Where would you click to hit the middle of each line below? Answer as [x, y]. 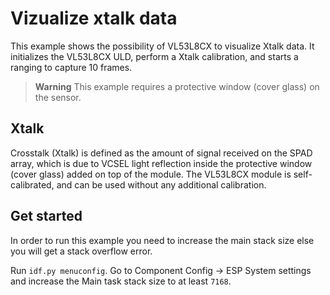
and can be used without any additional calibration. [161, 184]
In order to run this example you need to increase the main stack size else [162, 240]
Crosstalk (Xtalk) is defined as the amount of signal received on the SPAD [161, 153]
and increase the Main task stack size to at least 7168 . [121, 281]
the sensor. [58, 97]
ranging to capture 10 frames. [71, 67]
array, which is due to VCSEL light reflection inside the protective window [161, 163]
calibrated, [32, 184]
